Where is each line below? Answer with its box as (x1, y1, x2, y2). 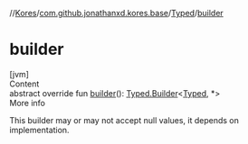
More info (9, 97, 46, 108)
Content (9, 78, 40, 89)
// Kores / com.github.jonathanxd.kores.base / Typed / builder (9, 8, 224, 18)
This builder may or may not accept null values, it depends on (9, 114, 240, 125)
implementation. (9, 124, 70, 135)
